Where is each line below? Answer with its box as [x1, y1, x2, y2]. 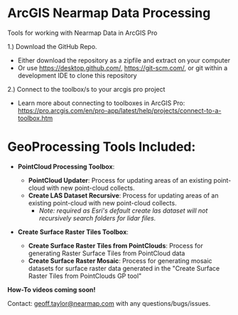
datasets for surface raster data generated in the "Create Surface [28, 264, 220, 272]
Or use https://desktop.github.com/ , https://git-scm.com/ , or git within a [17, 63, 228, 72]
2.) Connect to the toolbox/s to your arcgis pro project [7, 85, 166, 93]
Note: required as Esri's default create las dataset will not [38, 206, 208, 215]
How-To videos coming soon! [7, 285, 96, 294]
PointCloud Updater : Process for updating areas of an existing [28, 176, 212, 184]
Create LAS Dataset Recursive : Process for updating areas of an [28, 191, 219, 200]
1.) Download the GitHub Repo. [7, 42, 97, 50]
